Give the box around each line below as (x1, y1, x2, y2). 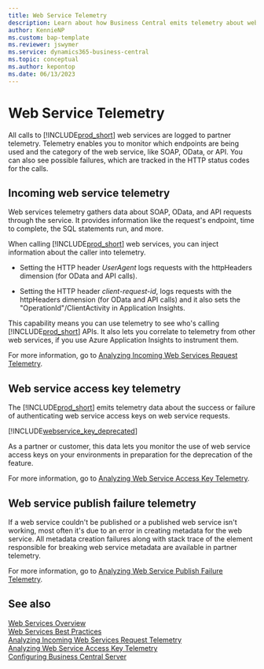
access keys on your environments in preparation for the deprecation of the (8, 450, 253, 459)
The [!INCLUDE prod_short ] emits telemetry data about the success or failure (8, 403, 255, 412)
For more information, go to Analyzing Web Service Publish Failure (8, 567, 223, 575)
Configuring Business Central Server (8, 652, 127, 661)
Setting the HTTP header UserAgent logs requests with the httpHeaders (19, 263, 253, 273)
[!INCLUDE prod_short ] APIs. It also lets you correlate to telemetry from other (8, 327, 255, 336)
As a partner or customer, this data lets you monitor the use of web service (8, 442, 251, 452)
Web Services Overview (8, 618, 86, 627)
